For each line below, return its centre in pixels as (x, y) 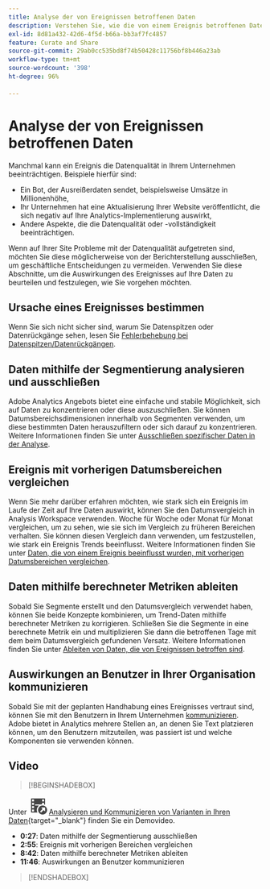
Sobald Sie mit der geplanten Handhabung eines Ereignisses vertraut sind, (131, 706)
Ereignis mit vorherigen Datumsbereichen (115, 469)
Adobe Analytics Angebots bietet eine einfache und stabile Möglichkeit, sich (135, 401)
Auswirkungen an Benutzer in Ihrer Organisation (132, 674)
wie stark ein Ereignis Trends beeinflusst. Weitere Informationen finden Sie (132, 544)
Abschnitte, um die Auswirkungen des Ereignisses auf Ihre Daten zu (121, 273)
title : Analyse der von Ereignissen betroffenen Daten (102, 17)
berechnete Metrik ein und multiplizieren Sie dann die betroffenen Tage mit (133, 632)
